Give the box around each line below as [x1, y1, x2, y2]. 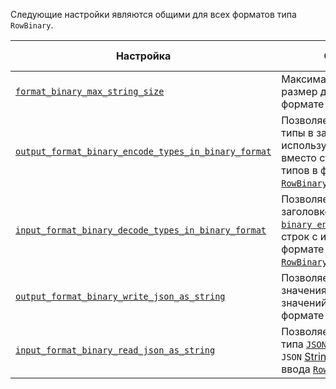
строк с [281, 230, 318, 243]
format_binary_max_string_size [15, 86, 165, 97]
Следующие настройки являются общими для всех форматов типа [10, 9, 297, 20]
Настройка [115, 49, 172, 63]
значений [281, 296, 328, 309]
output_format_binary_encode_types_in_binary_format [15, 146, 272, 157]
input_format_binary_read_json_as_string [15, 345, 216, 356]
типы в [281, 126, 314, 139]
